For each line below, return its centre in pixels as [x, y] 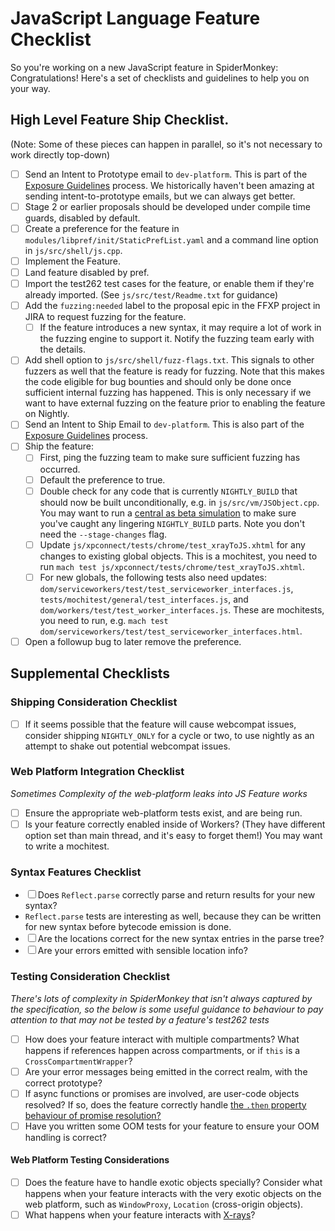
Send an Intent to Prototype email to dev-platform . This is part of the [166, 174]
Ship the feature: [59, 446]
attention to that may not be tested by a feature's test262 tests [140, 1019]
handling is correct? [65, 1137]
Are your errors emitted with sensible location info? [142, 951]
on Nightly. [47, 414]
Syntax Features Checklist [76, 872]
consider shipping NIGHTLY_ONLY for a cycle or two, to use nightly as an [169, 735]
